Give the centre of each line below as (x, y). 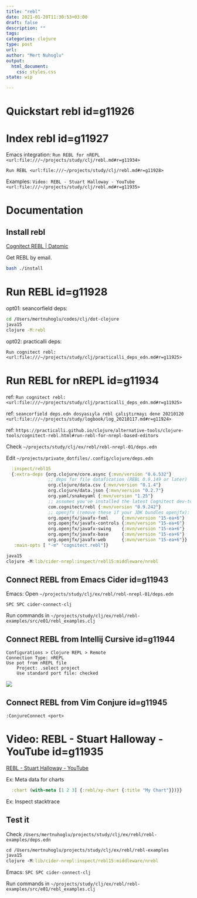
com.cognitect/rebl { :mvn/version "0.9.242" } (104, 507)
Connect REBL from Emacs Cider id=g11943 (87, 579)
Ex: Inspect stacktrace (33, 801)
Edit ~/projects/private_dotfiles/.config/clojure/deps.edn (80, 458)
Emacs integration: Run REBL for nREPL (53, 155)
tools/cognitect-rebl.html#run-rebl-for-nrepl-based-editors (82, 435)
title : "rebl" (23, 11)
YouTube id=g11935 (55, 752)
